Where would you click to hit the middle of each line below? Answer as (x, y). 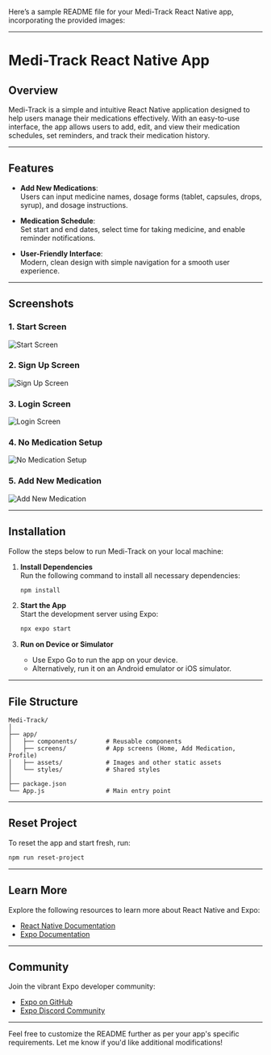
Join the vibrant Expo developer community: (82, 986)
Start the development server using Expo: (89, 614)
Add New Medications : (59, 188)
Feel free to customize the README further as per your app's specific (124, 1034)
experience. (40, 271)
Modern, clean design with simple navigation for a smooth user (125, 262)
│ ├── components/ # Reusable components (95, 742)
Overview (33, 90)
